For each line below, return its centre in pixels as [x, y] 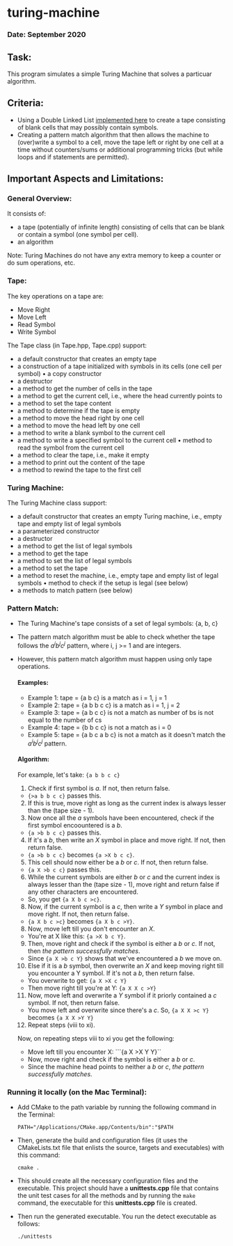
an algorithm [35, 242]
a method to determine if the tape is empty [79, 410]
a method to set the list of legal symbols [74, 561]
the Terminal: [36, 1114]
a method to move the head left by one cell [79, 425]
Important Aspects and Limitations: [86, 179]
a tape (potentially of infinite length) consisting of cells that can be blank [121, 227]
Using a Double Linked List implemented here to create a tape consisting [121, 120]
